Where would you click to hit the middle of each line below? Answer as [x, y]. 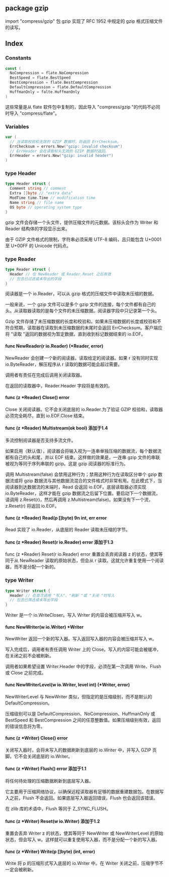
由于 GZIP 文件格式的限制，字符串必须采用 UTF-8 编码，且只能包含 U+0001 [83, 239]
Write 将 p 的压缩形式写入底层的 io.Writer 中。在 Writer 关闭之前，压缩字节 [82, 863]
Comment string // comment [38, 189]
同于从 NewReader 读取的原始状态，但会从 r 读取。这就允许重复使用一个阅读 [84, 561]
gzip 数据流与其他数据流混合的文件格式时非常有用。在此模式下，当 [93, 481]
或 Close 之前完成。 [26, 673]
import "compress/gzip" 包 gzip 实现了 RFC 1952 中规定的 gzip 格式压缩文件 [84, 21]
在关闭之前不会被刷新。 [29, 656]
